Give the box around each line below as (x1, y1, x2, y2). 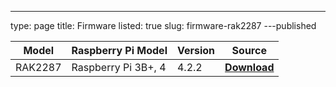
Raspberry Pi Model (71, 44, 168, 57)
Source (231, 44, 267, 57)
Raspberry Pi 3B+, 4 (71, 61, 167, 74)
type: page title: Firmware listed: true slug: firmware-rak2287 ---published (10, 20, 317, 31)
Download (224, 61, 275, 74)
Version (176, 44, 216, 57)
